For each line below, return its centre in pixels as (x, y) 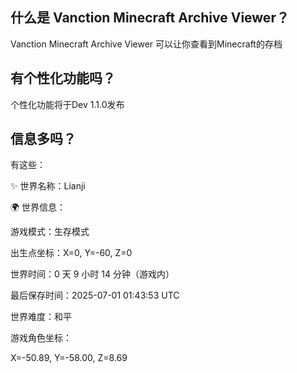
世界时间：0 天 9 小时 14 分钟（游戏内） (92, 274)
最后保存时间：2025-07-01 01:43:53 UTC (95, 295)
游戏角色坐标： (41, 338)
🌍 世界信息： (38, 207)
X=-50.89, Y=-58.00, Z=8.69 (69, 358)
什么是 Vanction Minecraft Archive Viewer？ (150, 18)
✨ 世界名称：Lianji (48, 186)
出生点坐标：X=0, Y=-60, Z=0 (71, 253)
